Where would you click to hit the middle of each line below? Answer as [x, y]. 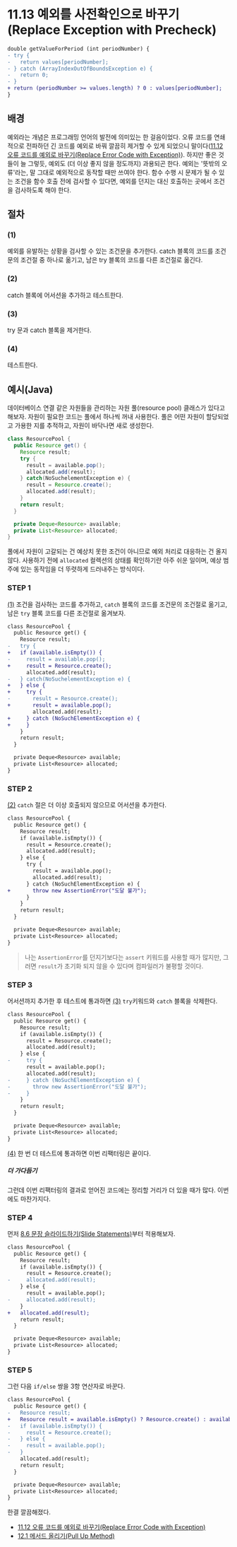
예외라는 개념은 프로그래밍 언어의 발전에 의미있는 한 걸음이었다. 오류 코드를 [110, 137]
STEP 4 [20, 1218]
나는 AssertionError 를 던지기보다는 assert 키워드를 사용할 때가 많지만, [123, 957]
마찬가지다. [36, 1199]
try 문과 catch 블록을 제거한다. [49, 330]
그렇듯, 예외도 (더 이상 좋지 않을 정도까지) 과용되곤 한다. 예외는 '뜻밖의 [124, 163]
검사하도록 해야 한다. [43, 190]
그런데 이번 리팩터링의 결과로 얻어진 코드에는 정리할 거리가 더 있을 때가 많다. [112, 1190]
